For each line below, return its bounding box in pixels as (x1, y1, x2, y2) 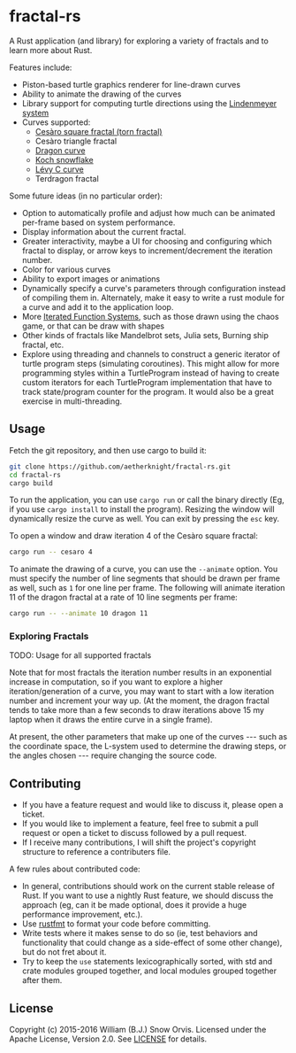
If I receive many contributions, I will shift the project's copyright (21, 837, 256, 848)
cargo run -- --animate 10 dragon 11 (9, 609, 148, 618)
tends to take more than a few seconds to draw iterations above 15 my (9, 705, 265, 716)
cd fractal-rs (9, 470, 62, 479)
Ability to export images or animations (21, 273, 161, 284)
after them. (21, 975, 63, 986)
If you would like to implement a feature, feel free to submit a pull (21, 818, 259, 829)
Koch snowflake (34, 154, 95, 165)
